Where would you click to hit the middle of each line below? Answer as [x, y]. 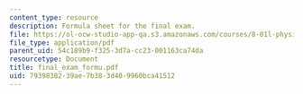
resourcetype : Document [54, 59]
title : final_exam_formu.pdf [64, 68]
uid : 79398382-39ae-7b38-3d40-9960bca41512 [92, 76]
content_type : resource [54, 17]
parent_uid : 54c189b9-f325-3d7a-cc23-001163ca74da [106, 51]
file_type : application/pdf [62, 43]
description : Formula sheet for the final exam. [102, 26]
